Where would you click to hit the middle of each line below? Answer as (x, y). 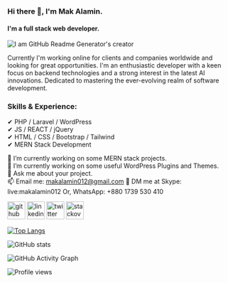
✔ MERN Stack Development (49, 144)
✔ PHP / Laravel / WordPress (50, 122)
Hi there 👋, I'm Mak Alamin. (55, 11)
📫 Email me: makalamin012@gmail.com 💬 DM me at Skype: (95, 181)
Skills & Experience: (42, 107)
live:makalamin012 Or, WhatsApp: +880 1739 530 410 (86, 192)
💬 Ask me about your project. (50, 173)
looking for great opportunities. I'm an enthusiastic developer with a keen (114, 65)
